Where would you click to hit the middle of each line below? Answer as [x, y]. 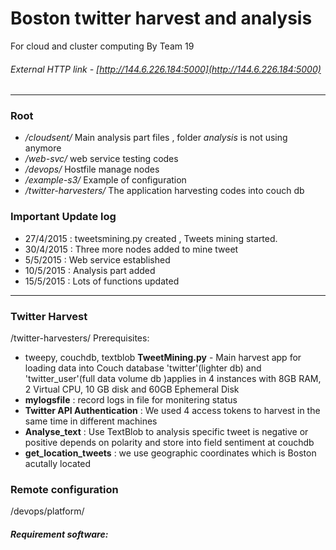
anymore [43, 148]
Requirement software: [59, 534]
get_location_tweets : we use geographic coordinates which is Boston [170, 453]
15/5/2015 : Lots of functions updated [102, 281]
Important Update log [63, 217]
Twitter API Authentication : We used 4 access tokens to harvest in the [172, 411]
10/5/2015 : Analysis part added [90, 270]
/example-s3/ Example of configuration [105, 180]
